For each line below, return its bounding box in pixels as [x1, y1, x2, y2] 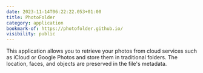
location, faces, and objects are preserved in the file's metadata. [6, 60, 167, 68]
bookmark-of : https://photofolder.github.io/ [6, 25, 123, 32]
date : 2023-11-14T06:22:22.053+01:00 [6, 8, 102, 15]
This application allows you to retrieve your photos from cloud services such [6, 47, 198, 54]
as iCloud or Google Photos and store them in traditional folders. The [6, 54, 178, 61]
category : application [6, 20, 64, 26]
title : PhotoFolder [6, 14, 56, 20]
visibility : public [6, 31, 56, 37]
